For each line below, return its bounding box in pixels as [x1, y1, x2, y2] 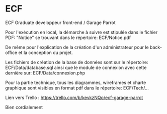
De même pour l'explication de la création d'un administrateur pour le [5, 44, 149, 50]
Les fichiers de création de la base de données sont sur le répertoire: [5, 59, 148, 65]
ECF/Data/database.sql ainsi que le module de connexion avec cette [5, 64, 147, 70]
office [5, 49, 18, 55]
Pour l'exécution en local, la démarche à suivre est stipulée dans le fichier [5, 29, 158, 35]
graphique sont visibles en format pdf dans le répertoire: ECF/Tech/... [5, 84, 149, 90]
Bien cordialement [5, 104, 43, 110]
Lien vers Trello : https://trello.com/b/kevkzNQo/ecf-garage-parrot [5, 94, 143, 100]
